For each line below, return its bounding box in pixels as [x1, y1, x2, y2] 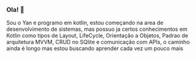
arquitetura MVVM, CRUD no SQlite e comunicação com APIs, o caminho [6, 39, 191, 46]
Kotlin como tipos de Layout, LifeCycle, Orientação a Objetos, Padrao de [6, 32, 188, 39]
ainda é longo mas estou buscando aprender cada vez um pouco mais [6, 45, 183, 52]
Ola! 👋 [6, 5, 24, 14]
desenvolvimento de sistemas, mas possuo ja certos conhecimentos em [6, 25, 188, 33]
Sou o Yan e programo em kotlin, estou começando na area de [6, 19, 164, 27]
